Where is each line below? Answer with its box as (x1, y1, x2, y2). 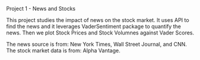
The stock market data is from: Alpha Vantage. (6, 47, 121, 54)
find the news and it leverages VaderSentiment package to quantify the (6, 23, 181, 30)
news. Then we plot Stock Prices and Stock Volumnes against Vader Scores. (6, 29, 195, 36)
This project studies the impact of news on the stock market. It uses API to (6, 17, 189, 23)
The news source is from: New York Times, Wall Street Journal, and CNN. (6, 41, 187, 48)
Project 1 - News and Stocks (6, 5, 76, 12)
